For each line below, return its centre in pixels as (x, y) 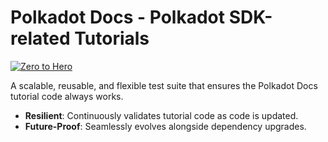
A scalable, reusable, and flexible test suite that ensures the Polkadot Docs (164, 85)
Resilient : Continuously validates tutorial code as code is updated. (161, 115)
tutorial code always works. (67, 96)
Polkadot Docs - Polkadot (118, 17)
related (40, 38)
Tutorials (112, 38)
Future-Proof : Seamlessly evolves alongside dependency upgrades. (165, 126)
